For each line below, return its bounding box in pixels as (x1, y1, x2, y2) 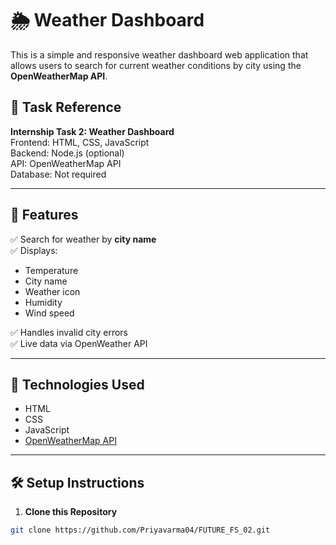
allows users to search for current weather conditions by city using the (10, 59, 302, 71)
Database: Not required (10, 168, 107, 180)
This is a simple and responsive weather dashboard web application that (10, 48, 309, 61)
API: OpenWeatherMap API (10, 157, 122, 169)
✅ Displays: (10, 244, 58, 256)
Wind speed (24, 307, 75, 319)
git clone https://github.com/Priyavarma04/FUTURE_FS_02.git (10, 525, 271, 536)
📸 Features (10, 207, 79, 224)
